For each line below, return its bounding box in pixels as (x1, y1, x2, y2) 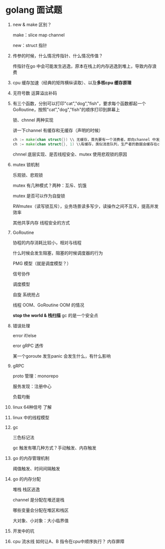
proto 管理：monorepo (12, 373, 59, 379)
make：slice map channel (12, 32, 65, 38)
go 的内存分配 (12, 476, 41, 482)
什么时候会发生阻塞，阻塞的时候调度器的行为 (12, 250, 103, 256)
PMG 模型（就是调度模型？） (12, 260, 71, 266)
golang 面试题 (5, 4, 63, 16)
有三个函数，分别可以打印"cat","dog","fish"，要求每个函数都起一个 (12, 100, 146, 106)
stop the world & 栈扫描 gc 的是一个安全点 (12, 312, 98, 318)
